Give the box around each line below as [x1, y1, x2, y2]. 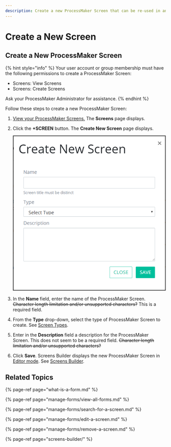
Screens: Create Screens [12, 85, 65, 92]
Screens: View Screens [12, 80, 62, 86]
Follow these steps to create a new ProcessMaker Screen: [5, 105, 127, 111]
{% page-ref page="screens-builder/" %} [5, 436, 93, 442]
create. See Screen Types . [12, 322, 69, 328]
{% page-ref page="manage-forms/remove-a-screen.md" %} [5, 426, 135, 432]
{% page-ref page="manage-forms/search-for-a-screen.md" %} [5, 406, 141, 412]
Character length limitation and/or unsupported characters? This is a [12, 301, 156, 307]
